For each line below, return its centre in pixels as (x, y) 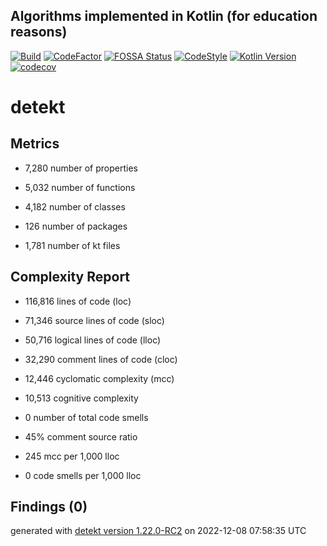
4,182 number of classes (75, 206)
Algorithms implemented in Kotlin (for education (164, 16)
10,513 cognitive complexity (81, 398)
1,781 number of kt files (72, 245)
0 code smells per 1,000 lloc (83, 475)
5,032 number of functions (80, 187)
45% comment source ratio (81, 436)
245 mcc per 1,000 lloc (72, 456)
